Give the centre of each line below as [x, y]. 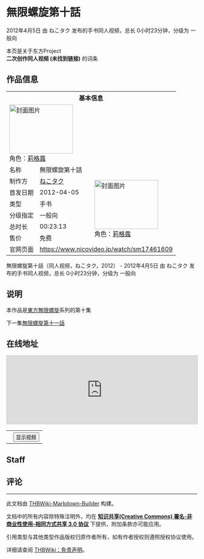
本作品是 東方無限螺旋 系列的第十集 [49, 310]
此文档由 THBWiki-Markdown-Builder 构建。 [61, 503]
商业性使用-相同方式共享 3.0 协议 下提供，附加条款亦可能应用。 [85, 524]
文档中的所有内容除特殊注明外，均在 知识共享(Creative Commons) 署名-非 [99, 516]
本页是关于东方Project [34, 51]
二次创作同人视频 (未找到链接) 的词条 [52, 58]
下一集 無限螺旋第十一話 [35, 323]
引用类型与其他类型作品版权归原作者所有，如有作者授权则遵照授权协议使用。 [102, 537]
